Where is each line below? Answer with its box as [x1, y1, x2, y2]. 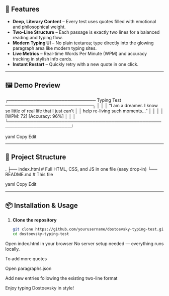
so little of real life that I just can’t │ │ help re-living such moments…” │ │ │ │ [5, 108, 164, 114]
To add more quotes [5, 256, 47, 262]
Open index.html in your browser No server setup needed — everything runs [5, 241, 164, 247]
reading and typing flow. [12, 34, 63, 40]
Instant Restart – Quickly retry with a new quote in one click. [12, 61, 139, 67]
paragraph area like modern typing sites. [12, 45, 97, 51]
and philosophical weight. [12, 24, 66, 30]
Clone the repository [12, 217, 57, 223]
